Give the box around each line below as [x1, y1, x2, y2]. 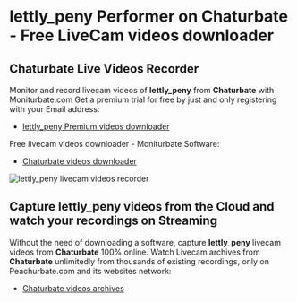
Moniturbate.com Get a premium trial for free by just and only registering [9, 94, 277, 105]
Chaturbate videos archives [21, 282, 125, 293]
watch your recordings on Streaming [9, 213, 217, 229]
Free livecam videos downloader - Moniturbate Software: [9, 139, 220, 149]
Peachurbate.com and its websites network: [9, 265, 172, 276]
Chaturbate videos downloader [21, 156, 137, 167]
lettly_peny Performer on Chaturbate [9, 6, 289, 27]
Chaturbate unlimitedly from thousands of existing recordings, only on [9, 255, 270, 266]
